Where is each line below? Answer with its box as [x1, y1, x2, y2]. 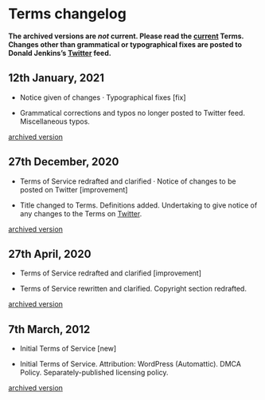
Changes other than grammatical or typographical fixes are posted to [8, 39, 243, 49]
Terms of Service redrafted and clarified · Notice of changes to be [19, 176, 236, 186]
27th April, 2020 [8, 247, 92, 260]
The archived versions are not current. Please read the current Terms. [8, 31, 244, 41]
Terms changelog [8, 5, 127, 23]
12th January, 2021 [8, 71, 105, 85]
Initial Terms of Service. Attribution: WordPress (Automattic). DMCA [19, 359, 241, 369]
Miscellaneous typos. [19, 117, 90, 126]
